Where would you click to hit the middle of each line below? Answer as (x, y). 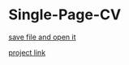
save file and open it (42, 37)
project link (27, 52)
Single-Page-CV (65, 15)
